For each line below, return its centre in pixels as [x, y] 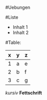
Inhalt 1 [20, 27]
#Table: [13, 42]
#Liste [12, 17]
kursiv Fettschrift [24, 93]
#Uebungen [18, 7]
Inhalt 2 [21, 32]
